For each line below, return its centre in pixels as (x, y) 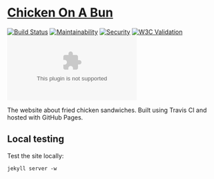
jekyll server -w (32, 168)
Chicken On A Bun (60, 13)
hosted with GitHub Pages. (45, 117)
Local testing (36, 139)
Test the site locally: (36, 156)
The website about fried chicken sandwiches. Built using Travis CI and (107, 110)
